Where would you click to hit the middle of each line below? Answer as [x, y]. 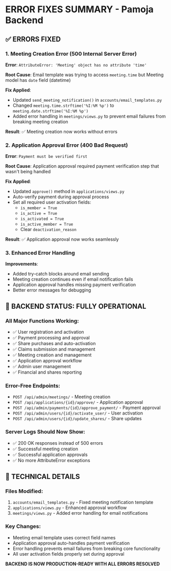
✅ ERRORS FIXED [33, 39]
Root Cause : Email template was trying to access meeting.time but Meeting [84, 75]
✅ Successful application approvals [50, 454]
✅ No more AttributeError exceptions [51, 460]
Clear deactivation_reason [48, 230]
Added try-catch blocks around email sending [61, 274]
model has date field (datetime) [38, 80]
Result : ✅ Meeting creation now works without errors [61, 131]
